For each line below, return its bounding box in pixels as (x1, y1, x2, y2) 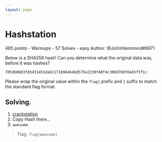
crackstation (12, 111, 38, 117)
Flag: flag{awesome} (17, 131, 58, 137)
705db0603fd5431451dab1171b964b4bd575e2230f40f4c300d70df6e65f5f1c (5, 70, 148, 74)
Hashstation (5, 28, 57, 40)
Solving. (5, 98, 32, 106)
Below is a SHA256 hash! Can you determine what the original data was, (5, 55, 153, 61)
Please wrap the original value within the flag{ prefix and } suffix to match (5, 78, 157, 84)
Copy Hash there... (12, 116, 51, 122)
